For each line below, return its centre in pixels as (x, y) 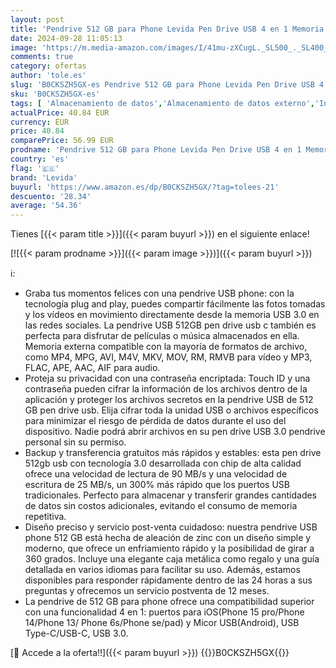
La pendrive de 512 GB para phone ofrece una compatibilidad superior (169, 602)
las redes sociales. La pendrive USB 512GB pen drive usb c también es (170, 325)
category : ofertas (48, 66)
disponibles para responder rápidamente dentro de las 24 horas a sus (168, 580)
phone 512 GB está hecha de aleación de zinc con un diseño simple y (168, 538)
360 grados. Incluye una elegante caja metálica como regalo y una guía (172, 559)
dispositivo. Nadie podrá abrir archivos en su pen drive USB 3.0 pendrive (175, 432)
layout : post (37, 19)
